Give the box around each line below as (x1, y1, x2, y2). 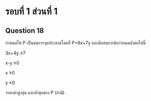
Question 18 (5, 26, 44, 35)
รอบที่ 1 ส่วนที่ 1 (5, 6, 58, 17)
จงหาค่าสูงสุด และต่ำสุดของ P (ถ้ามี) (5, 90, 65, 95)
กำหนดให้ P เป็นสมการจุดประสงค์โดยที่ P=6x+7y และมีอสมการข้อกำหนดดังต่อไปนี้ (5, 40, 146, 46)
